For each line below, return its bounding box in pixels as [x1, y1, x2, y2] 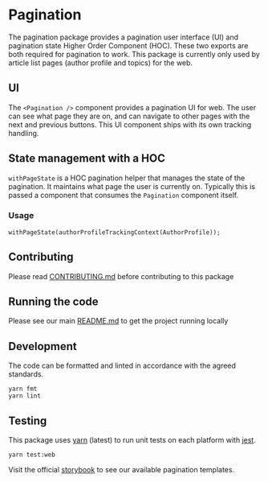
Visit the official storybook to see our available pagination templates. [8, 465, 235, 475]
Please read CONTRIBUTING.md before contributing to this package [8, 271, 234, 281]
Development [8, 340, 78, 353]
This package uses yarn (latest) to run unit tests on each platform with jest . [8, 435, 257, 445]
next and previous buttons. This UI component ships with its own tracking [8, 119, 252, 130]
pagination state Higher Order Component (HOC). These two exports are [8, 40, 249, 50]
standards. [8, 369, 44, 379]
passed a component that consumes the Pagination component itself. [8, 190, 239, 200]
